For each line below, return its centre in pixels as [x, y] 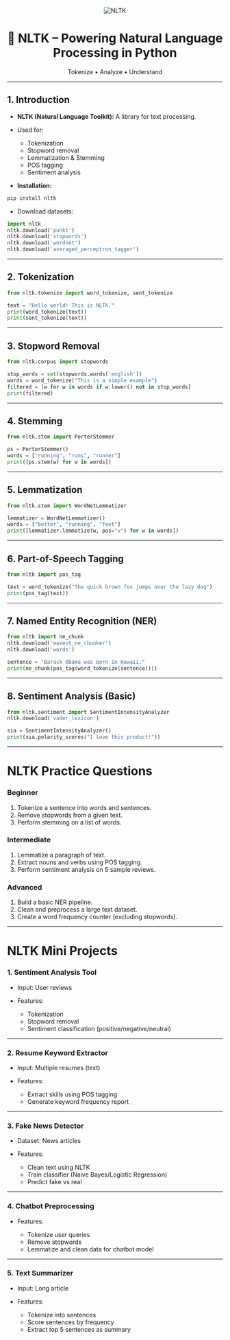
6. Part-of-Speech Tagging [66, 558]
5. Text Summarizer [40, 1273]
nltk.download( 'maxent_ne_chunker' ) [59, 643]
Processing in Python [115, 53]
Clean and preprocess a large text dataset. [77, 910]
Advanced [25, 887]
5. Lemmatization [45, 490]
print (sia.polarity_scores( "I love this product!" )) [84, 737]
